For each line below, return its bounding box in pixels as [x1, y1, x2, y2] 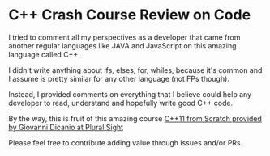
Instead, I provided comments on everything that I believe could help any [8, 89, 252, 99]
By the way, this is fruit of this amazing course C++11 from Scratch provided [8, 113, 262, 123]
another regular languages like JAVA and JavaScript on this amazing [8, 40, 237, 50]
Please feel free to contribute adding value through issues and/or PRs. [8, 137, 243, 147]
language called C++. [8, 49, 81, 59]
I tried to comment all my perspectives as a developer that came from [8, 32, 241, 42]
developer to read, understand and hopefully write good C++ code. [8, 98, 234, 108]
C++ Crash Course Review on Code [8, 6, 251, 24]
